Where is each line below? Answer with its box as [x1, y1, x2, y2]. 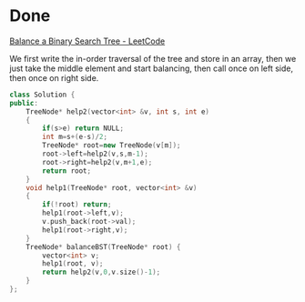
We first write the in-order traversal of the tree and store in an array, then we [9, 53, 297, 64]
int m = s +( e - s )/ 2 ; [42, 133, 107, 142]
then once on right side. [9, 72, 99, 83]
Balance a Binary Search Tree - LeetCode [9, 35, 166, 46]
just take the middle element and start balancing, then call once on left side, [9, 63, 294, 74]
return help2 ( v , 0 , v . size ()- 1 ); [42, 267, 161, 277]
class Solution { [9, 90, 76, 99]
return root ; [42, 166, 92, 176]
